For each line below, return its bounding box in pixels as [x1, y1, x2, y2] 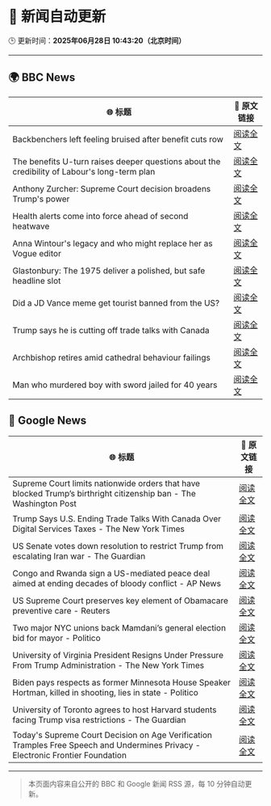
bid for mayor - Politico [12, 632, 101, 644]
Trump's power [12, 193, 70, 205]
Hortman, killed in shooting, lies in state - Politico [12, 686, 199, 698]
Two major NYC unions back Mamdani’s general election [12, 622, 227, 633]
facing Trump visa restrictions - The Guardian [12, 714, 187, 725]
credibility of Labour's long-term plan [12, 166, 156, 177]
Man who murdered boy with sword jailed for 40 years [12, 379, 218, 390]
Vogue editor [12, 247, 62, 259]
